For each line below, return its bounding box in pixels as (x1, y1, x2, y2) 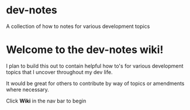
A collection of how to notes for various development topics (6, 23, 150, 30)
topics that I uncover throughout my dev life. (6, 68, 113, 76)
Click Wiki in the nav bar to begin (6, 97, 87, 104)
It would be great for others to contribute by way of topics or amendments (6, 80, 185, 87)
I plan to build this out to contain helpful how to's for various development (6, 62, 184, 69)
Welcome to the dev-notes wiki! (6, 43, 164, 56)
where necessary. (6, 86, 50, 93)
